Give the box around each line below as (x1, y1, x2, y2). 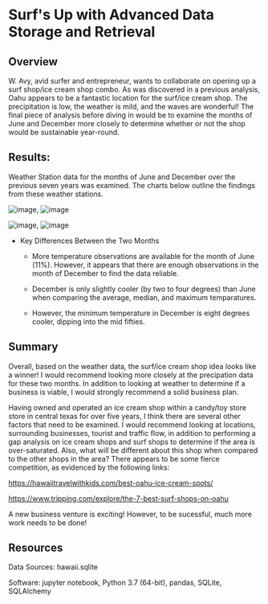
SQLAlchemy (8, 586, 52, 596)
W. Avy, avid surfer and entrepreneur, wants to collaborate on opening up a (8, 76, 257, 85)
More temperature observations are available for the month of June (31, 251, 255, 261)
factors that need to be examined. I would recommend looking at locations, (8, 420, 256, 429)
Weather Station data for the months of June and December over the (8, 171, 236, 182)
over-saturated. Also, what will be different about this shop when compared (8, 445, 258, 455)
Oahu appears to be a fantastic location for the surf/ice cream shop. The (8, 93, 248, 102)
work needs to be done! (8, 517, 87, 528)
